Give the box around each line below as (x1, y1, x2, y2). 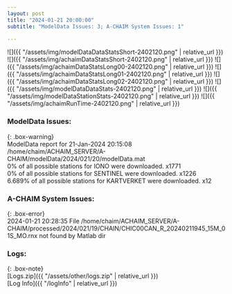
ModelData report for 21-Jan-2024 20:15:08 (7, 140, 132, 148)
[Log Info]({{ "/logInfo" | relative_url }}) (7, 279, 118, 288)
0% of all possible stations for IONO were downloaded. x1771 (7, 162, 181, 170)
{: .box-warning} (7, 132, 54, 140)
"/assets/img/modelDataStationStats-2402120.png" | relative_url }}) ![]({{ (7, 92, 215, 100)
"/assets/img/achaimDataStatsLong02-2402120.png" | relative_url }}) (16, 77, 214, 86)
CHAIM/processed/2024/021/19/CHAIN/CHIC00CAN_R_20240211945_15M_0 (7, 224, 226, 232)
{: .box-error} (7, 209, 45, 218)
